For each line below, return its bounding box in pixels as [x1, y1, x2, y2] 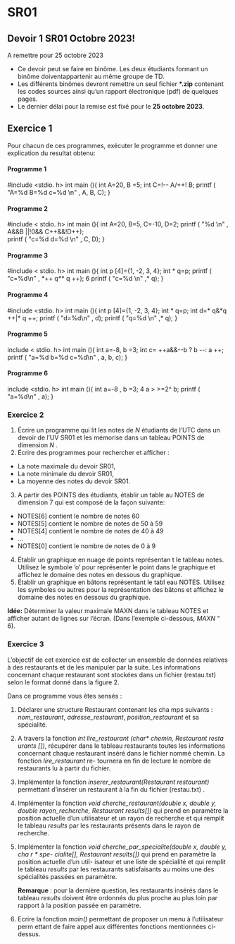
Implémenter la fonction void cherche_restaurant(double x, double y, [17, 799, 217, 807]
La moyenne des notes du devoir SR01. [17, 477, 131, 485]
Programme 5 [7, 329, 48, 339]
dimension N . [17, 441, 58, 449]
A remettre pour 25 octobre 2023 [7, 51, 104, 59]
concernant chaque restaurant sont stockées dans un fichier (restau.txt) [7, 670, 217, 679]
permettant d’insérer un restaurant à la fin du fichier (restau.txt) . [17, 785, 205, 794]
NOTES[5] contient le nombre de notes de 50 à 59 [17, 519, 163, 528]
